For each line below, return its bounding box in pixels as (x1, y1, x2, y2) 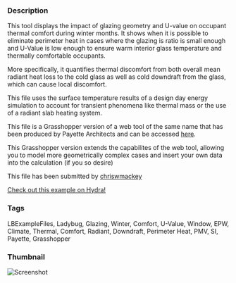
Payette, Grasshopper (7, 234, 71, 243)
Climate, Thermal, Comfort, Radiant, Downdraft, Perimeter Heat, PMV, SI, (7, 227, 218, 235)
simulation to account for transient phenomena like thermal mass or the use (7, 101, 227, 110)
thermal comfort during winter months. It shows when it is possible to (7, 29, 209, 37)
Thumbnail (7, 252, 46, 262)
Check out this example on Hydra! (7, 186, 106, 194)
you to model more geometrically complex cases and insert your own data (7, 151, 223, 160)
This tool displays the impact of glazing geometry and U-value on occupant (7, 22, 227, 30)
